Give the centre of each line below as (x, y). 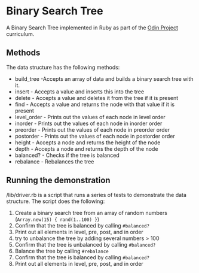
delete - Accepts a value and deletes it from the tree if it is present (97, 98)
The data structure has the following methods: (63, 67)
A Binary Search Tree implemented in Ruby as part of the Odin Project (92, 28)
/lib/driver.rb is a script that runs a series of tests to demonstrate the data (97, 195)
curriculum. (20, 34)
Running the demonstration (58, 181)
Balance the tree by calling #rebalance (62, 251)
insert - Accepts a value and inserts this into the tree (79, 92)
